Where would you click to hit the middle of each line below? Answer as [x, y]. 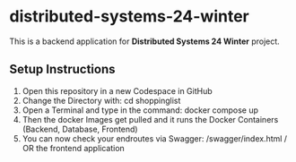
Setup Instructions [62, 69]
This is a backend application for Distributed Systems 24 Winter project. [144, 41]
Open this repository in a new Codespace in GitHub [117, 90]
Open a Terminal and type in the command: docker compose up [140, 110]
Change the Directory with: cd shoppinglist [101, 100]
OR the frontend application [74, 148]
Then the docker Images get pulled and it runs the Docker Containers [150, 119]
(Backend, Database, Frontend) [80, 129]
